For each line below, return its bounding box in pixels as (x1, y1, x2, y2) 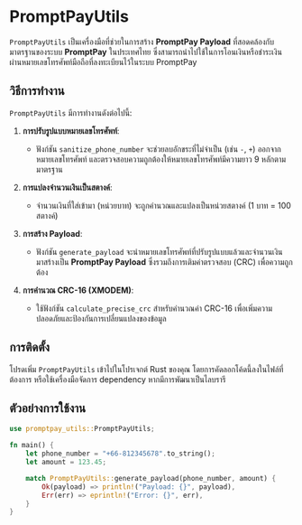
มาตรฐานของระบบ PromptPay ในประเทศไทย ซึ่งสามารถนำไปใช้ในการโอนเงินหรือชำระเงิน (9, 46, 282, 57)
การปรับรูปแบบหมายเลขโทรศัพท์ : (22, 125, 120, 136)
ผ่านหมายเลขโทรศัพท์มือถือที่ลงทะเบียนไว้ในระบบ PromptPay (9, 56, 197, 67)
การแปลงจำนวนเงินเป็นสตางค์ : (22, 182, 113, 192)
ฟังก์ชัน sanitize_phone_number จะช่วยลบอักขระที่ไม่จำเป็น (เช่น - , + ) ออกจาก (35, 143, 282, 155)
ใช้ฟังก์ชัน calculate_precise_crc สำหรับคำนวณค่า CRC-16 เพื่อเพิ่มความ (35, 303, 273, 314)
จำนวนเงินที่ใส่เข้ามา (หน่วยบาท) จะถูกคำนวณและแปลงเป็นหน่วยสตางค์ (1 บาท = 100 (35, 200, 291, 211)
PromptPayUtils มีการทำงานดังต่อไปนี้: (9, 107, 133, 118)
